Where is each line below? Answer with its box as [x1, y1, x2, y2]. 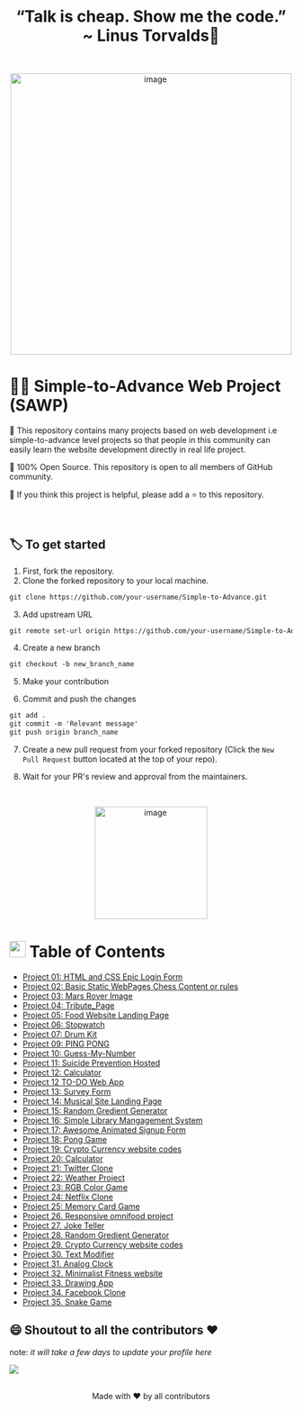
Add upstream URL [22, 609, 93, 619]
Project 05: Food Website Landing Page [22, 1009, 169, 1020]
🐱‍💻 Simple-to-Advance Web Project [9, 376, 281, 397]
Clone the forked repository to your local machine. [22, 574, 209, 586]
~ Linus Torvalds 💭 [82, 25, 220, 46]
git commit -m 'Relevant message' [9, 719, 139, 728]
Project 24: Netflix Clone [22, 1191, 114, 1202]
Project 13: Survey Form [22, 1086, 111, 1097]
